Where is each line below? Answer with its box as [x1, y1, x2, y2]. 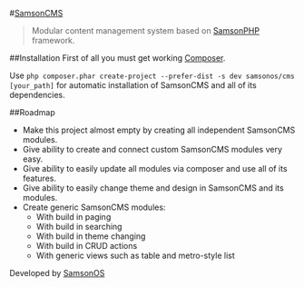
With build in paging [35, 212, 112, 222]
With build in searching [35, 222, 123, 232]
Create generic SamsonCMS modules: [22, 202, 166, 213]
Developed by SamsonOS [9, 268, 105, 278]
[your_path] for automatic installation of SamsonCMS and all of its [9, 80, 257, 90]
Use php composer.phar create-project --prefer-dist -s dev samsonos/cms [9, 70, 295, 81]
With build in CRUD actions [35, 241, 138, 251]
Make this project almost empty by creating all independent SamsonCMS [22, 124, 296, 135]
